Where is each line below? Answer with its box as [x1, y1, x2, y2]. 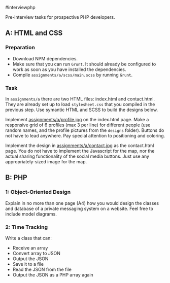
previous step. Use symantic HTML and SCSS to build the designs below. [5, 107, 158, 113]
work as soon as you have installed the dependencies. [12, 66, 126, 73]
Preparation [5, 44, 36, 51]
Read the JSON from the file [12, 266, 72, 272]
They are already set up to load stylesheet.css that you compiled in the [5, 101, 155, 107]
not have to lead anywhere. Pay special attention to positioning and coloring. [5, 132, 165, 138]
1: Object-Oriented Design [5, 189, 71, 196]
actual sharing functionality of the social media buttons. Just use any [5, 153, 150, 159]
